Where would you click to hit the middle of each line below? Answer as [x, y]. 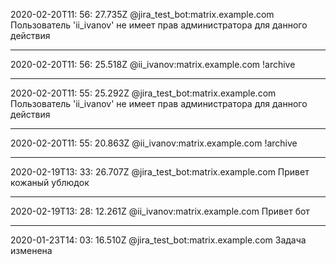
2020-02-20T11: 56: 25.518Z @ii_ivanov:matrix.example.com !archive [153, 64]
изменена [31, 250]
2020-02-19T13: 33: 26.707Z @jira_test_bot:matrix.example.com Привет [160, 172]
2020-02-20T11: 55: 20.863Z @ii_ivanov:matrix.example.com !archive [154, 143]
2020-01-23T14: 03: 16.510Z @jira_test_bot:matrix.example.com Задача [158, 240]
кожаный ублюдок [50, 182]
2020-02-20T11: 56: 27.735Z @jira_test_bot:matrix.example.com [142, 14]
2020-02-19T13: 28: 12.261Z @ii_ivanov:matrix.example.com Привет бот [160, 211]
